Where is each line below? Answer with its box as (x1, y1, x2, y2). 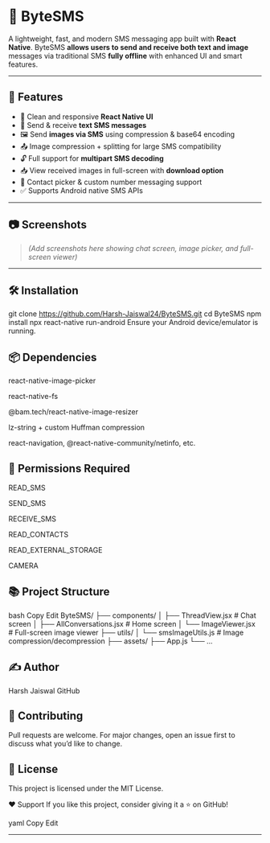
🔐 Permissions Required (8, 462, 130, 475)
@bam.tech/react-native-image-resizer (8, 407, 139, 417)
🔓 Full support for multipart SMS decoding (19, 153, 165, 163)
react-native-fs (8, 392, 59, 401)
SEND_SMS (8, 499, 47, 508)
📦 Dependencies (8, 350, 97, 364)
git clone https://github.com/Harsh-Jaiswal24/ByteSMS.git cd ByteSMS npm (8, 309, 262, 319)
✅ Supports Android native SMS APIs (19, 185, 143, 195)
